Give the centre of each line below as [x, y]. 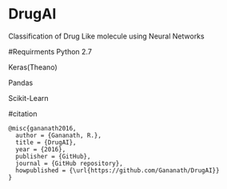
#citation [23, 114]
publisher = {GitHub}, [53, 156]
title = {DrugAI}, [46, 142]
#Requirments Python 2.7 [50, 51]
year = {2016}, [41, 149]
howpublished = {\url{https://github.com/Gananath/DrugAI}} [117, 170]
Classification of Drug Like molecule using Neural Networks [107, 36]
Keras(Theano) [33, 67]
